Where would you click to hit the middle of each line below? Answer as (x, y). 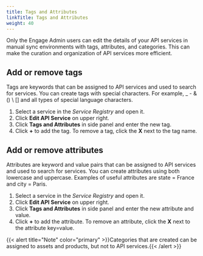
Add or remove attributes (55, 150)
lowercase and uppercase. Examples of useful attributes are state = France (100, 177)
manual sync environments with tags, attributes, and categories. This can (98, 47)
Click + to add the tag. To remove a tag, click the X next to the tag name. (106, 131)
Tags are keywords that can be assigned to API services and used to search (101, 87)
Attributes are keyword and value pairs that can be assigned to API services (101, 165)
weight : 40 (20, 23)
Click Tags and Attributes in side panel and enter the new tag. (93, 124)
